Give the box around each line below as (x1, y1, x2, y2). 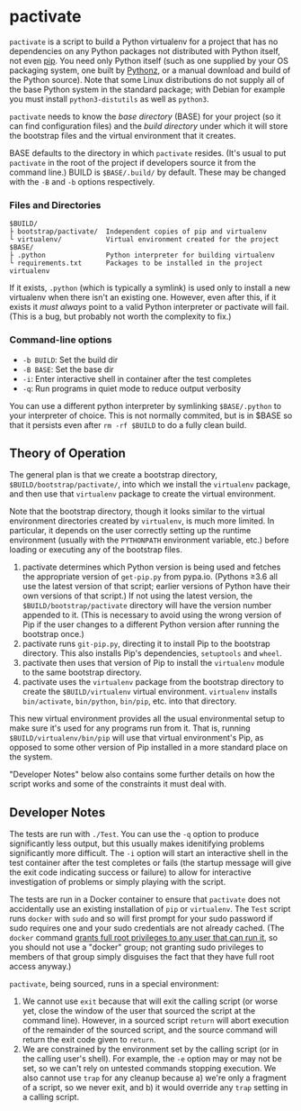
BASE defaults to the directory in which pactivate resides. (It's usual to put (9, 147, 287, 159)
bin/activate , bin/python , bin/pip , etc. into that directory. (22, 696, 237, 706)
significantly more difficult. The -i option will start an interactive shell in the (9, 848, 289, 859)
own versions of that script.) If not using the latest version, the (22, 590, 253, 601)
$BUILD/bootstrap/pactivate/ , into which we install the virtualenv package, (9, 479, 291, 490)
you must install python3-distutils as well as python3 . (9, 93, 209, 105)
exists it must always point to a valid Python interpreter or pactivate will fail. (9, 302, 289, 313)
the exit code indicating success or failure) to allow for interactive (9, 867, 252, 878)
